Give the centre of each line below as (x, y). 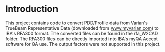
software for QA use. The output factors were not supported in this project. (83, 44)
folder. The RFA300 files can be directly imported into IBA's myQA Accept (81, 39)
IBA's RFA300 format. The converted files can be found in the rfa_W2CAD (82, 33)
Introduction (32, 9)
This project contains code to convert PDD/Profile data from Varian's (76, 23)
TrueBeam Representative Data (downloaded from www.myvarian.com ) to (82, 28)
